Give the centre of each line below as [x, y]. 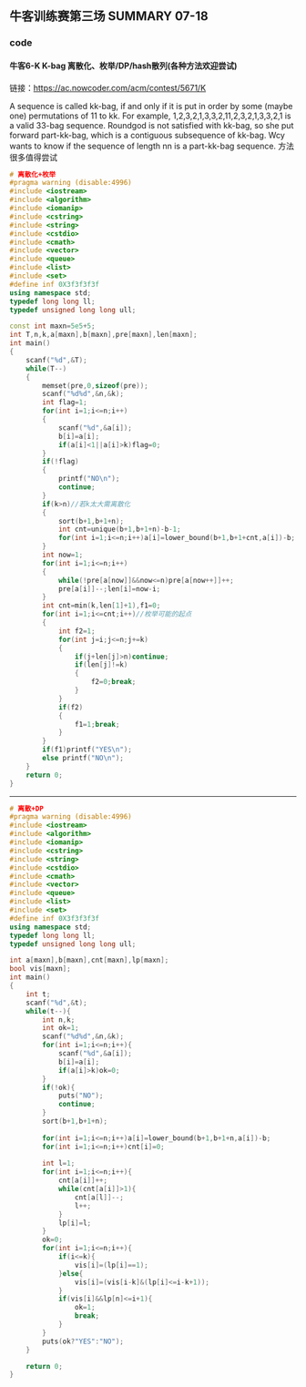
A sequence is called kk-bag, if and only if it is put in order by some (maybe [151, 106]
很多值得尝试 [33, 157]
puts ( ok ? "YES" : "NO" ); [83, 1341]
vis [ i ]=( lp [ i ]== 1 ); [111, 1265]
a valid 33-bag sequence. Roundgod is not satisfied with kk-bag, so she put [152, 125]
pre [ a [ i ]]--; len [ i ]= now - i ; [109, 589]
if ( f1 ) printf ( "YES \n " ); [87, 750]
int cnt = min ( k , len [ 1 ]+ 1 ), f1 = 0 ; [102, 606]
